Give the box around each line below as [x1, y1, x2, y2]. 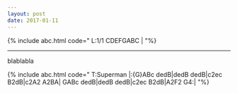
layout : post [7, 10, 46, 18]
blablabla [7, 56, 34, 65]
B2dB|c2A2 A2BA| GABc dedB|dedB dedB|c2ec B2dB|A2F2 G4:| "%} [7, 77, 210, 86]
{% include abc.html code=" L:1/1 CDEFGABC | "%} [7, 36, 157, 44]
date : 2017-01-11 [7, 17, 59, 24]
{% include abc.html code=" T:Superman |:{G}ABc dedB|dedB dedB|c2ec [7, 70, 222, 78]
